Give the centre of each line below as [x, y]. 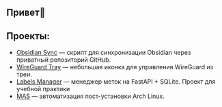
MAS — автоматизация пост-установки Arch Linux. [90, 96]
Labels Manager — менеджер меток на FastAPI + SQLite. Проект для [116, 82]
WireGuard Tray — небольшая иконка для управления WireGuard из [114, 67]
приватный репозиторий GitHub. [64, 60]
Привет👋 [26, 13]
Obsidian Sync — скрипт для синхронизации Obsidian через [103, 53]
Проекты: [28, 36]
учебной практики [43, 89]
